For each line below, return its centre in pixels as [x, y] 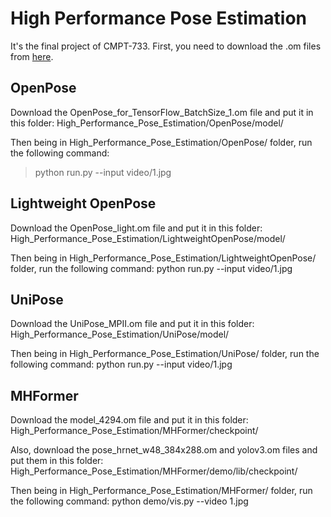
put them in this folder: [57, 461]
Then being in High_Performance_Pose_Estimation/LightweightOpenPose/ [163, 258]
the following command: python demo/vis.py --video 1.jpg [129, 501]
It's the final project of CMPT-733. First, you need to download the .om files [166, 46]
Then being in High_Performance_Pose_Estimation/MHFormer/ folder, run [161, 491]
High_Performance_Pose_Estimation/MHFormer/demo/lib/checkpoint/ [154, 471]
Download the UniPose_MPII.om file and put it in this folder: [132, 324]
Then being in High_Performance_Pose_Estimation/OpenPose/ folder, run [161, 142]
